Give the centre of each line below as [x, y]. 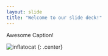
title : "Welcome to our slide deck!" [54, 18]
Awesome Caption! [30, 35]
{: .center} [50, 47]
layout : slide [24, 12]
